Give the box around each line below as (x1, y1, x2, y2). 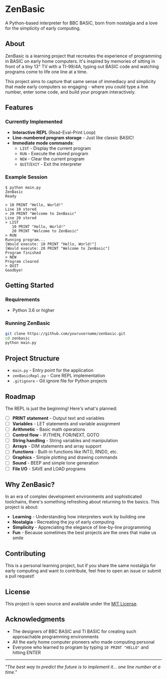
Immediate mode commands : (12, 140, 74, 146)
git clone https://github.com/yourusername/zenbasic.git (5, 331, 126, 336)
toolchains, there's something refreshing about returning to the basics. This (5, 499, 160, 505)
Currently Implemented (5, 118, 63, 125)
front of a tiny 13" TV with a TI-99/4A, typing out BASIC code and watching (5, 63, 159, 69)
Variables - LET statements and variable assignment (12, 421, 120, 427)
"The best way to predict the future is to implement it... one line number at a (5, 664, 161, 670)
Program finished (5, 250, 41, 255)
